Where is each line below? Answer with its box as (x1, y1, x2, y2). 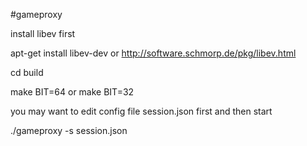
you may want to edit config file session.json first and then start (10, 105, 273, 117)
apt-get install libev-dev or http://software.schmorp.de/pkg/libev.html (10, 47, 297, 59)
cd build (10, 67, 44, 78)
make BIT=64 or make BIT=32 (10, 86, 135, 98)
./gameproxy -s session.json (10, 125, 128, 136)
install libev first (10, 28, 76, 39)
